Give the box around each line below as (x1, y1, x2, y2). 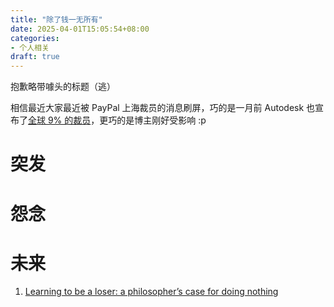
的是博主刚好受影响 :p (116, 114, 207, 126)
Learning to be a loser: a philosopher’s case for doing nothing (24, 286, 279, 298)
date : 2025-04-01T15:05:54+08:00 (10, 24, 150, 34)
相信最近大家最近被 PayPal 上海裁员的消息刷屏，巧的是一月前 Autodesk (10, 102, 305, 114)
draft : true (10, 52, 60, 62)
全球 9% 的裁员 (28, 114, 92, 126)
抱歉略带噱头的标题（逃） (10, 81, 116, 93)
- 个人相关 (10, 42, 50, 53)
